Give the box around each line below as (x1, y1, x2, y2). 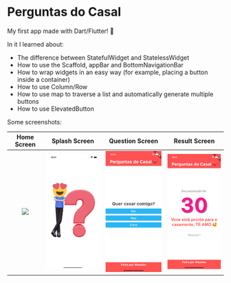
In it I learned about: (7, 40, 64, 48)
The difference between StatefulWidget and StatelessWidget (16, 53, 190, 62)
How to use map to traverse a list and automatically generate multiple (16, 90, 214, 98)
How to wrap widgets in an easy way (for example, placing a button (16, 68, 208, 76)
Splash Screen (51, 137, 95, 145)
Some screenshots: (7, 117, 62, 126)
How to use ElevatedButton (16, 104, 94, 113)
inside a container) (16, 75, 71, 83)
